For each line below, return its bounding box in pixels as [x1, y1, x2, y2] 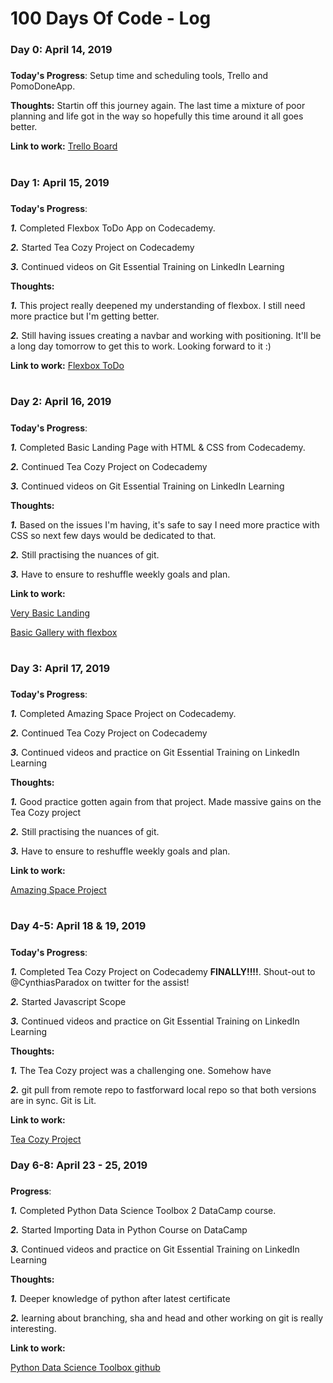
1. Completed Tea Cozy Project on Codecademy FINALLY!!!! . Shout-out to [10, 965, 316, 977]
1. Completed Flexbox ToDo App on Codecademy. [10, 222, 216, 234]
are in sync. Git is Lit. [10, 1094, 97, 1106]
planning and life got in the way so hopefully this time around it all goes [10, 110, 304, 122]
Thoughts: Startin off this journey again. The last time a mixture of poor [10, 100, 306, 112]
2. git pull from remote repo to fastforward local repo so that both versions [10, 1083, 317, 1096]
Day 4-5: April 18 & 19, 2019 [10, 919, 147, 933]
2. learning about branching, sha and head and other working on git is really [10, 1312, 324, 1324]
